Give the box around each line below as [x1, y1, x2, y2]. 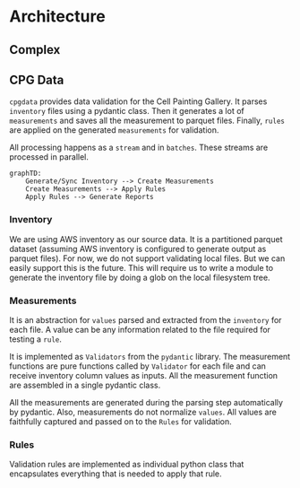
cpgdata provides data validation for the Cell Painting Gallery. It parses [9, 96, 268, 107]
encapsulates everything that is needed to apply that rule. [9, 468, 222, 479]
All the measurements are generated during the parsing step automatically [9, 396, 284, 407]
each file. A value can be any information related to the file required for [9, 324, 271, 335]
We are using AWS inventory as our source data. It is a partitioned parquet [9, 233, 283, 244]
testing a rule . [9, 334, 63, 344]
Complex [9, 42, 61, 57]
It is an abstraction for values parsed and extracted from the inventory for [9, 314, 282, 325]
